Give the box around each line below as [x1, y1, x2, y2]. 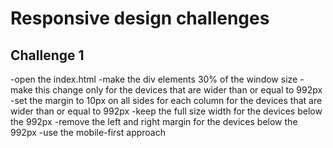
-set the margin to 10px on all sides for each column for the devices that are [10, 95, 323, 106]
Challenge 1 [10, 47, 85, 64]
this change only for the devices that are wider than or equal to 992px [34, 84, 323, 96]
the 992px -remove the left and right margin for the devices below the [10, 116, 298, 127]
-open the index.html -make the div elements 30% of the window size [10, 73, 298, 85]
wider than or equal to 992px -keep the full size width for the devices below [10, 105, 323, 117]
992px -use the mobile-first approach [10, 127, 166, 138]
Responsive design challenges [10, 7, 270, 30]
